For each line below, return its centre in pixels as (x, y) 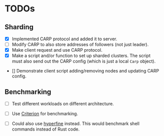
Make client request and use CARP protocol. (57, 50)
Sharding (19, 27)
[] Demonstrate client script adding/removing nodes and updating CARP (85, 71)
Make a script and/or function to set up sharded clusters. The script (81, 56)
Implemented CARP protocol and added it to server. (65, 39)
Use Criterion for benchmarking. (45, 114)
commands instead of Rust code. (46, 129)
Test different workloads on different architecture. (63, 104)
